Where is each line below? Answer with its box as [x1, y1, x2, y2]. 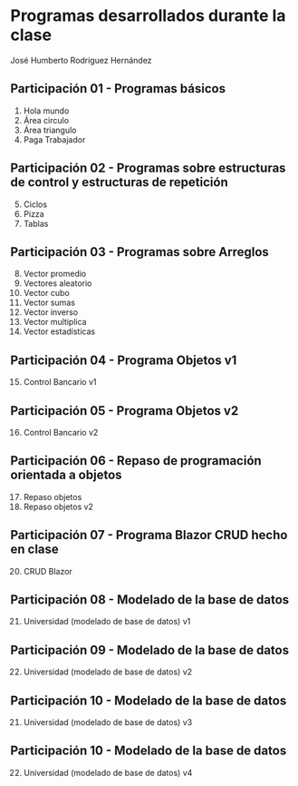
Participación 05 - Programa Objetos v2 [10, 403, 239, 418]
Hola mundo [23, 105, 70, 116]
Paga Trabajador [23, 133, 86, 145]
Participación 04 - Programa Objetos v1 [10, 352, 237, 368]
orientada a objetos [10, 467, 122, 483]
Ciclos [23, 199, 48, 210]
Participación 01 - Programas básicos [10, 81, 226, 96]
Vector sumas [23, 297, 76, 309]
